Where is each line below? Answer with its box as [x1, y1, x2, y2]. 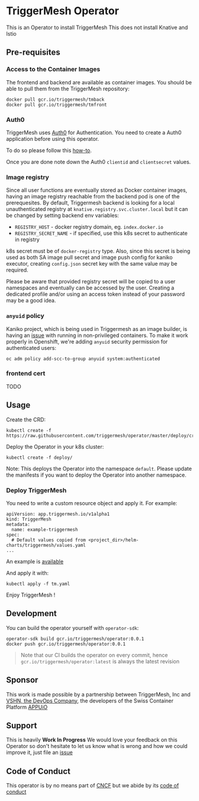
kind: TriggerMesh [6, 516, 52, 522]
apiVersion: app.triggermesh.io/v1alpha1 [6, 511, 110, 517]
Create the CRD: [6, 416, 46, 423]
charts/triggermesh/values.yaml [6, 542, 86, 548]
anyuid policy [6, 312, 44, 320]
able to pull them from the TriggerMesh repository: [6, 85, 130, 92]
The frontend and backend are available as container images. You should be [6, 78, 192, 86]
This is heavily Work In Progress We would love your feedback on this [6, 736, 178, 743]
